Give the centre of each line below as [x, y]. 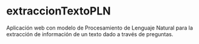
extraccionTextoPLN [59, 11]
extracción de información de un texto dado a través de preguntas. [90, 34]
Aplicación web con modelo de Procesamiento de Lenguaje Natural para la [99, 28]
